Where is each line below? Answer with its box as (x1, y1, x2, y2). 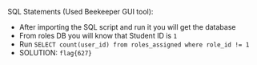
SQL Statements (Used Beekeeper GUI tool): (7, 7, 154, 16)
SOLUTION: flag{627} (18, 48, 93, 57)
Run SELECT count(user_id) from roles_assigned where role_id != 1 (18, 39, 250, 49)
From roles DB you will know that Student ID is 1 (18, 31, 178, 40)
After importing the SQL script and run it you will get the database (18, 22, 236, 31)
